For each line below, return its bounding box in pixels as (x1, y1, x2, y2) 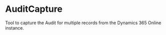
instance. (5, 25, 24, 31)
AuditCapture (5, 3, 63, 15)
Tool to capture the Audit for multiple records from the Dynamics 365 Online (5, 20, 162, 26)
